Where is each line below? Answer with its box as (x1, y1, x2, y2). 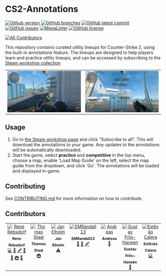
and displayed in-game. (12, 168, 61, 174)
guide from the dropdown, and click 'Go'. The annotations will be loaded (12, 162, 160, 169)
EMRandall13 (71, 236, 95, 241)
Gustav (124, 247, 137, 252)
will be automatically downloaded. (12, 147, 82, 153)
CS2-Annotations (5, 3, 79, 15)
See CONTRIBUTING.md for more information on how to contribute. (5, 195, 143, 201)
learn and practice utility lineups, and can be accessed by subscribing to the (5, 54, 161, 60)
